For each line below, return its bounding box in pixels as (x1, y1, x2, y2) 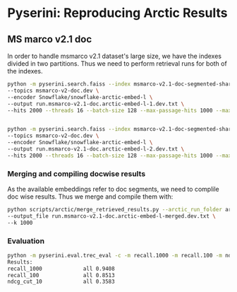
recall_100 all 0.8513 (7, 271, 115, 279)
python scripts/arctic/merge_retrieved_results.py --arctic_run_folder (7, 206, 222, 214)
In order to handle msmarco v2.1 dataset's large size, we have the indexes (7, 52, 222, 60)
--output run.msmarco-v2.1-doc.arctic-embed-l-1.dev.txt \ (7, 100, 185, 107)
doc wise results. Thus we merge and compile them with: (7, 192, 174, 201)
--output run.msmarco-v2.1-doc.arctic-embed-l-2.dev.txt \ (7, 146, 185, 153)
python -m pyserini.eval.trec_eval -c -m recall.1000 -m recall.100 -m (7, 252, 222, 259)
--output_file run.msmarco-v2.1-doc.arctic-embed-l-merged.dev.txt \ (7, 212, 217, 220)
